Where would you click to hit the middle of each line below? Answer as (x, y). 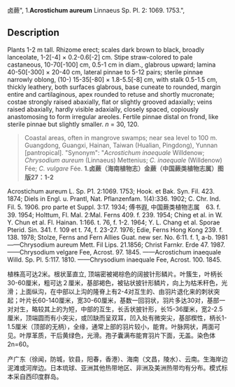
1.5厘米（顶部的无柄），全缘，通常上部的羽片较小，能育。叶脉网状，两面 (111, 326)
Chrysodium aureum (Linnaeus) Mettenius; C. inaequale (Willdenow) (123, 160)
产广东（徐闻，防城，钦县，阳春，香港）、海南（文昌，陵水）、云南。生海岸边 (117, 359)
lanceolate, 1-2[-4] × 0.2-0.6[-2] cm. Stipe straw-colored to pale (100, 57)
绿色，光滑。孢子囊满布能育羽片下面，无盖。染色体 (142, 335)
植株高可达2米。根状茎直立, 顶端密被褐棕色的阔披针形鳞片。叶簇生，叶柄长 (115, 274)
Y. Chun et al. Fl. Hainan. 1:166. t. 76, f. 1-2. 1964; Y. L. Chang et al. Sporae (114, 222)
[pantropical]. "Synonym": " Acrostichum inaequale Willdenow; (114, 152)
